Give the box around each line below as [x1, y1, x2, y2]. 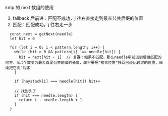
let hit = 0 [10, 36, 35, 41]
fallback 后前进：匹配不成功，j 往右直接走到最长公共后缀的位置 [12, 15, 143, 21]
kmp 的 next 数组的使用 [5, 5, 54, 10]
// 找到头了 [14, 89, 36, 94]
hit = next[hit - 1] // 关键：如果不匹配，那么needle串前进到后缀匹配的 [18, 55, 162, 60]
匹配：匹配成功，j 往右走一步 [12, 22, 73, 27]
